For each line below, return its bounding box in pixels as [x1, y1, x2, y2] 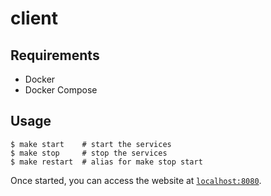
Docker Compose [24, 84, 98, 96]
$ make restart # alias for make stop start [10, 157, 203, 167]
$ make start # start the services [10, 139, 172, 149]
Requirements [10, 47, 100, 64]
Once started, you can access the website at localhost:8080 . [10, 174, 262, 186]
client [10, 7, 59, 30]
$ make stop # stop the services [10, 148, 168, 158]
